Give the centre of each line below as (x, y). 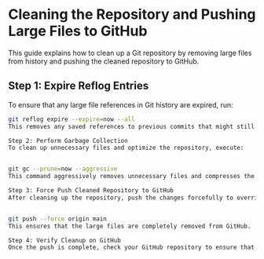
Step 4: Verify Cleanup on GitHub (65, 240)
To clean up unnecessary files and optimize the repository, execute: (126, 148)
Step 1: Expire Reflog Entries (79, 86)
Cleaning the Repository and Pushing (132, 15)
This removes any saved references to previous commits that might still (132, 126)
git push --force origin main (58, 219)
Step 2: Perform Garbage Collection (68, 140)
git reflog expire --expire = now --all (71, 119)
